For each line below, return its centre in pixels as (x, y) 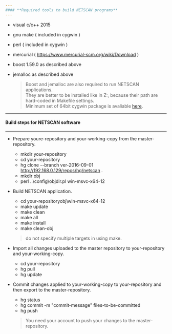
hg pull (28, 269)
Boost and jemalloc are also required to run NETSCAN (82, 84)
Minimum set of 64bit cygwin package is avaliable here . (84, 106)
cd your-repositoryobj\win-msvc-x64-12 (63, 201)
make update (34, 206)
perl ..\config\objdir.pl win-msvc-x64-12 (62, 181)
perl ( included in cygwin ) (40, 45)
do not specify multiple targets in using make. (73, 238)
